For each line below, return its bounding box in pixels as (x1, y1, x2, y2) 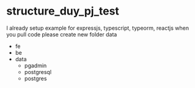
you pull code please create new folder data (6, 30, 117, 38)
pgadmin (24, 62, 47, 69)
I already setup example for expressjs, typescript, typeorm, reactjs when (6, 24, 189, 32)
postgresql (24, 68, 52, 75)
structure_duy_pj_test (6, 4, 119, 18)
